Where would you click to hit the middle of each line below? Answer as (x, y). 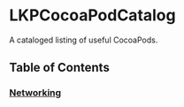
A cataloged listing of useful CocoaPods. (84, 40)
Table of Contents (60, 68)
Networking (35, 93)
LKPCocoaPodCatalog (92, 15)
